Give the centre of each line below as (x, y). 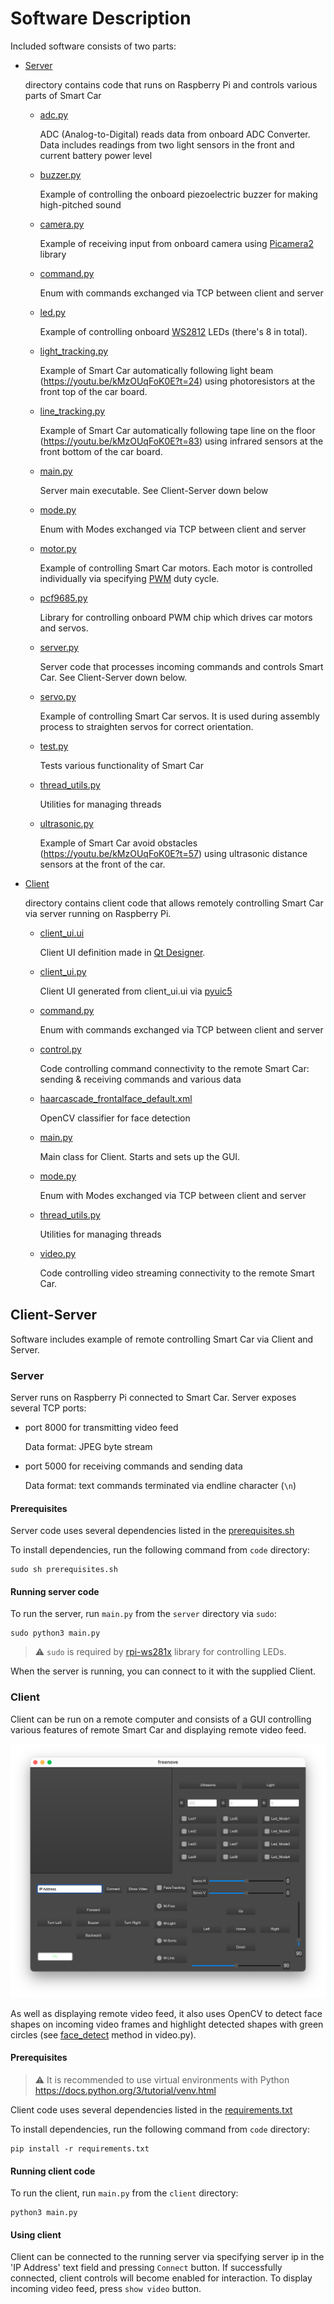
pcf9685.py (63, 598)
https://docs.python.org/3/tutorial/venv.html (125, 2090)
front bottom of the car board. (101, 451)
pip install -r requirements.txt (80, 2149)
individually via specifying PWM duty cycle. (129, 578)
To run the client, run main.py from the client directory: (124, 2193)
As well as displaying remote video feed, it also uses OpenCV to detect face (166, 2013)
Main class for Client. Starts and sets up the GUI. (140, 1156)
